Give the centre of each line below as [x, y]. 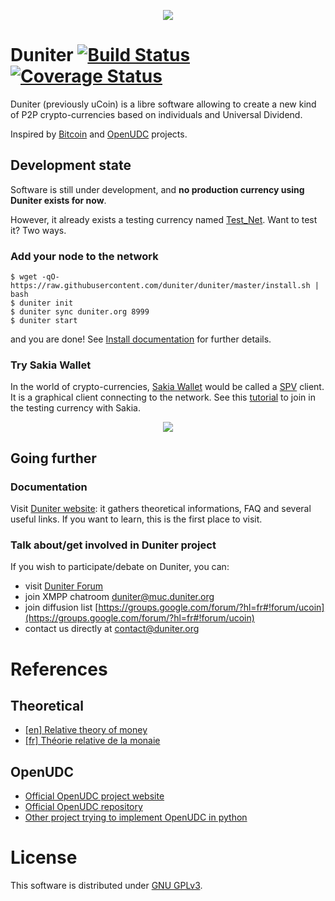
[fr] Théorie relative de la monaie [92, 741]
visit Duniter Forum [64, 586]
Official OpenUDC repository [83, 807]
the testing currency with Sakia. [75, 408]
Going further [53, 458]
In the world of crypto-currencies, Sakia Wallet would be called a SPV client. [167, 387]
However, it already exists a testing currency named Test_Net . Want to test [164, 219]
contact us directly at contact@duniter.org [112, 629]
